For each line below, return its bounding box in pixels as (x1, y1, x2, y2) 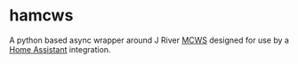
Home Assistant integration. (9, 44, 111, 54)
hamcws (9, 5, 74, 26)
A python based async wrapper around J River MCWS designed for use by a (9, 35, 289, 45)
